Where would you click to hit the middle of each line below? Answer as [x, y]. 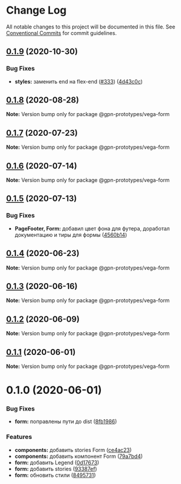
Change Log [36, 10]
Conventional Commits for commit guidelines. [61, 33]
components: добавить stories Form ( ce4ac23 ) [73, 450]
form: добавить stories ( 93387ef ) [56, 469]
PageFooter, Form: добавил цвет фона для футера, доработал [92, 228]
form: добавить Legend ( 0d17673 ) [57, 462]
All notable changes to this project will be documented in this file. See [91, 27]
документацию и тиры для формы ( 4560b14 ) [71, 235]
